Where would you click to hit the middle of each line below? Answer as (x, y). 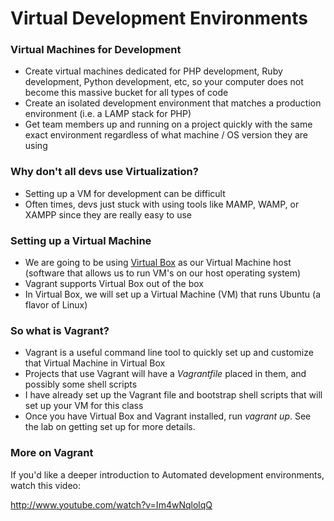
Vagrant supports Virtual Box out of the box (114, 284)
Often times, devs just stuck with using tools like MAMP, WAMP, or (162, 204)
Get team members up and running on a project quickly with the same (168, 124)
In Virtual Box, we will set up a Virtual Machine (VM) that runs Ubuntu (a (173, 294)
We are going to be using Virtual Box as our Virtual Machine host (158, 263)
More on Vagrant (52, 453)
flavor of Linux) (56, 305)
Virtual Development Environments (159, 18)
